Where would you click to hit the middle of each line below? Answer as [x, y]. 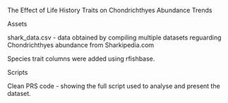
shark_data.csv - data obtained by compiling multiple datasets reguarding [114, 37]
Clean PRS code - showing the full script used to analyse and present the [114, 86]
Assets [17, 24]
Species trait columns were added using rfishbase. [81, 59]
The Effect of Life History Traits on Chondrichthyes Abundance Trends [110, 10]
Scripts [18, 72]
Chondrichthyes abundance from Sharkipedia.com [81, 45]
